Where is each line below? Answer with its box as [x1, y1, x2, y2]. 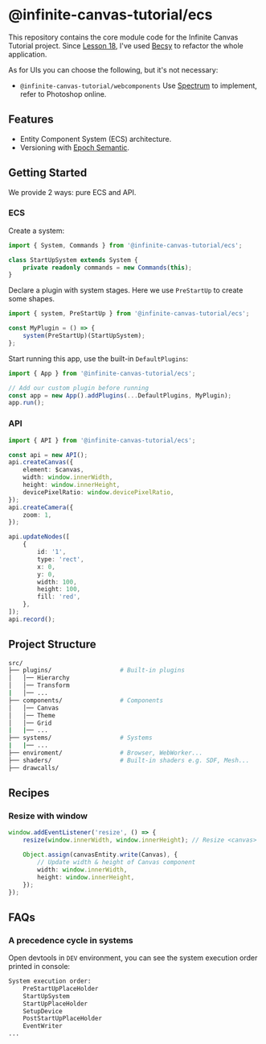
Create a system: [8, 226, 65, 235]
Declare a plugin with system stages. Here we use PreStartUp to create [8, 285, 243, 295]
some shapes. [8, 294, 55, 304]
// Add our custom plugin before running [8, 384, 149, 392]
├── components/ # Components [8, 696, 163, 705]
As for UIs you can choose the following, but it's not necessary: [8, 64, 219, 74]
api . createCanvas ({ [8, 458, 74, 467]
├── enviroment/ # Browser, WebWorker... [8, 749, 203, 757]
